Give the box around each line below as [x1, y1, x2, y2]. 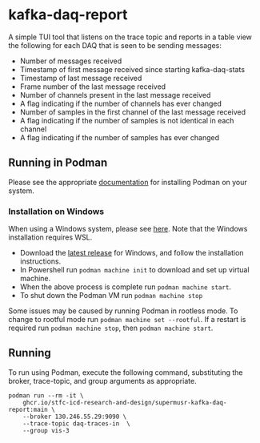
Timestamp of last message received [19, 73, 142, 83]
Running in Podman [8, 156, 108, 170]
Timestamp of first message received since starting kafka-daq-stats [19, 64, 246, 74]
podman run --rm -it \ [8, 391, 84, 400]
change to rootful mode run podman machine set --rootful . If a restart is [8, 315, 246, 324]
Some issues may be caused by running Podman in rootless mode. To [8, 306, 238, 316]
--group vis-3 [22, 426, 70, 434]
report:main [8, 405, 48, 413]
